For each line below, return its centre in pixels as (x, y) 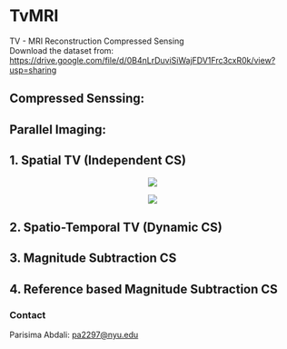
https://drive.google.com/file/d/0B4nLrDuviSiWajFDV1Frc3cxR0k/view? (143, 60)
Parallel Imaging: (58, 130)
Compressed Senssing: (77, 99)
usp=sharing (33, 70)
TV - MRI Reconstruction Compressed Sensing (97, 41)
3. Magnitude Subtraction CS (93, 259)
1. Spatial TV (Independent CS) (98, 160)
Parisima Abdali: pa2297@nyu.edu (74, 334)
